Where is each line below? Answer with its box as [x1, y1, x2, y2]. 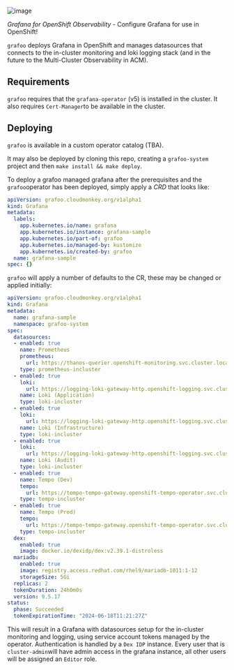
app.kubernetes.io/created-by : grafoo [19, 248, 132, 255]
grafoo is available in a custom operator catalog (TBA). [7, 140, 164, 149]
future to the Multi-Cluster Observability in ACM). [7, 56, 148, 64]
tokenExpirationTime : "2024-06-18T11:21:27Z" [13, 613, 148, 620]
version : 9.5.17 [13, 593, 61, 600]
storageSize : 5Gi [19, 573, 70, 581]
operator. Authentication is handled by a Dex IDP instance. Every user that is [7, 640, 225, 648]
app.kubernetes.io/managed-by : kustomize [19, 241, 141, 248]
